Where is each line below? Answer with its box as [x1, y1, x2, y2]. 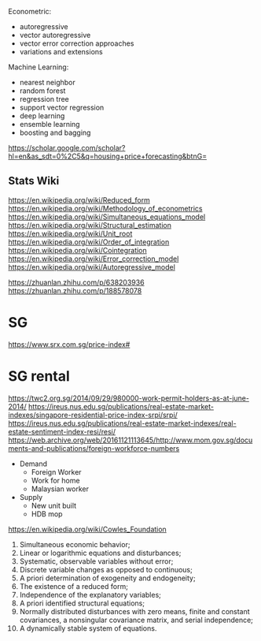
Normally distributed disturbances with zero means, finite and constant [19, 606, 250, 616]
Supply [19, 492, 43, 501]
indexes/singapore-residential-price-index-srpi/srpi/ [8, 410, 178, 419]
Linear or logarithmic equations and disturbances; [19, 548, 182, 557]
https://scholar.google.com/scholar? [8, 143, 126, 152]
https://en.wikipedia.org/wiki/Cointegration [8, 245, 147, 255]
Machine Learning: [8, 62, 69, 72]
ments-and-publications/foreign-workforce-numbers [8, 443, 180, 453]
